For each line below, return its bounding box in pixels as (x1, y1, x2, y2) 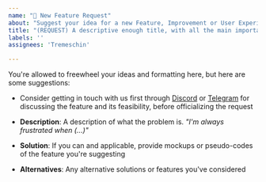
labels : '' (8, 33, 44, 42)
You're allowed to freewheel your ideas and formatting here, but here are (8, 70, 245, 79)
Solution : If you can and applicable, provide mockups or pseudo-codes (19, 141, 253, 150)
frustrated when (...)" (19, 126, 89, 135)
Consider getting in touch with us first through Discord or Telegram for (19, 93, 250, 103)
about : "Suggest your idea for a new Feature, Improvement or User (8, 19, 236, 27)
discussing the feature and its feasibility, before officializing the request (19, 102, 253, 112)
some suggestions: (8, 78, 70, 88)
